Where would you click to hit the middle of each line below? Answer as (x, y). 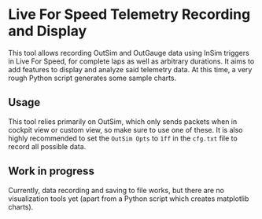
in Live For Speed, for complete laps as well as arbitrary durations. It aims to (131, 61)
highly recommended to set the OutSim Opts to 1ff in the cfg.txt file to (123, 138)
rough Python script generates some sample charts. (92, 78)
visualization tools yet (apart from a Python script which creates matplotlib (129, 199)
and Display (48, 31)
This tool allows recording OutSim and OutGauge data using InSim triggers (129, 53)
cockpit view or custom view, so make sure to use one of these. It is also (125, 130)
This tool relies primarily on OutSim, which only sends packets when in (123, 121)
